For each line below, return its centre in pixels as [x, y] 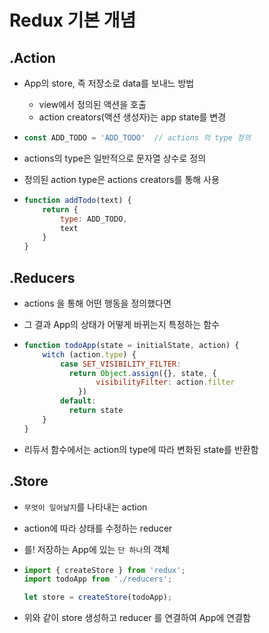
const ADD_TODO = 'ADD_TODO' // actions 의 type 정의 [137, 138]
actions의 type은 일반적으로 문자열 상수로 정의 [115, 158]
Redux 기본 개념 [73, 20]
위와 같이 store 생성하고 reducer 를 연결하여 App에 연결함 [137, 618]
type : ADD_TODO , [94, 219]
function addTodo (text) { [77, 200]
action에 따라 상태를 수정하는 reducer [98, 528]
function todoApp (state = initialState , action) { [131, 345]
